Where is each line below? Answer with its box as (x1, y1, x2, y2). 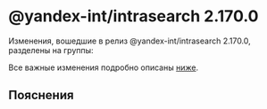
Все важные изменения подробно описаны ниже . (8, 62, 198, 73)
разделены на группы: (8, 44, 95, 55)
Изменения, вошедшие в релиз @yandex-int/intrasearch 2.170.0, (8, 35, 251, 46)
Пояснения (8, 88, 74, 103)
